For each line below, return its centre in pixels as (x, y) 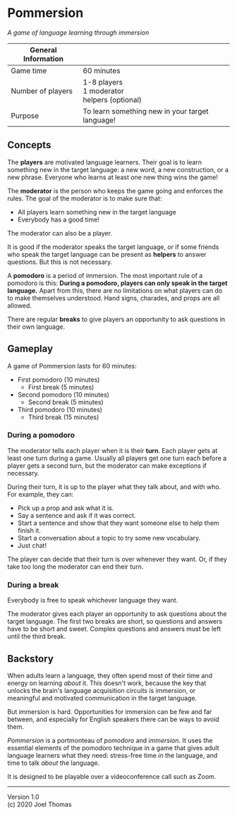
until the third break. (37, 636)
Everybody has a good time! (59, 219)
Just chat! (32, 545)
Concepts (29, 145)
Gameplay (30, 349)
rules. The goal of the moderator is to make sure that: (85, 198)
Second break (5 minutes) (66, 402)
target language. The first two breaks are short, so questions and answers (115, 622)
